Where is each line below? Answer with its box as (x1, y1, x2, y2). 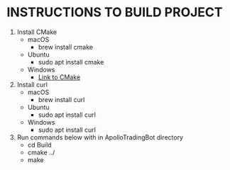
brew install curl (38, 95, 85, 103)
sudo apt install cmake (38, 57, 104, 66)
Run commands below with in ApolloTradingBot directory (16, 132, 184, 142)
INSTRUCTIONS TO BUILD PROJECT (6, 4, 223, 21)
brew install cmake (38, 42, 94, 51)
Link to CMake (38, 72, 81, 81)
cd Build (27, 140, 52, 149)
